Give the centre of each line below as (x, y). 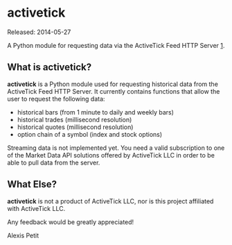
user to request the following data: (56, 99)
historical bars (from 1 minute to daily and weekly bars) (96, 112)
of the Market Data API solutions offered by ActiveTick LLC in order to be (111, 155)
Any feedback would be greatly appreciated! (71, 222)
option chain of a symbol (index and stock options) (90, 134)
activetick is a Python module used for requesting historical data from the (113, 84)
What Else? (32, 184)
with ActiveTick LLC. (36, 208)
